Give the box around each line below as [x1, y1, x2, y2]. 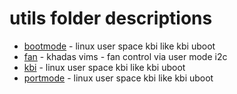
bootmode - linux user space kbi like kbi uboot [23, 40, 216, 52]
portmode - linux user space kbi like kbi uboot [23, 72, 214, 84]
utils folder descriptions [9, 7, 213, 30]
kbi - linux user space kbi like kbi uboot [23, 61, 186, 73]
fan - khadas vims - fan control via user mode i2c [23, 50, 228, 62]
